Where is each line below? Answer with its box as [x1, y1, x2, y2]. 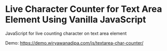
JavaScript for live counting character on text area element [5, 30, 127, 36]
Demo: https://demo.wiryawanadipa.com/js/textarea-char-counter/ [5, 40, 144, 46]
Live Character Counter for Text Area [5, 3, 162, 15]
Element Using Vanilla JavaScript [5, 14, 146, 25]
